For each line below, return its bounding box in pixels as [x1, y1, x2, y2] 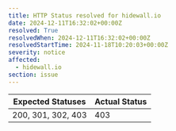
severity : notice [8, 48, 66, 56]
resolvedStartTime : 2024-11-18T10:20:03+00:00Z [8, 41, 169, 49]
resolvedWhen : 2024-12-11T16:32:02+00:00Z [8, 33, 151, 42]
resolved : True [8, 26, 59, 34]
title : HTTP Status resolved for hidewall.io [8, 11, 161, 20]
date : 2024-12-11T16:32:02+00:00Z [8, 19, 123, 27]
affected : [8, 56, 41, 64]
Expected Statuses [13, 96, 86, 107]
